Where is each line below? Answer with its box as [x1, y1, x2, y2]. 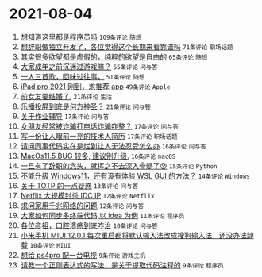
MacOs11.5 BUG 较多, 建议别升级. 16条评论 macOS [20, 151, 176, 160]
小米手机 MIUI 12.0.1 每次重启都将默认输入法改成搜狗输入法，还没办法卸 [20, 230, 255, 240]
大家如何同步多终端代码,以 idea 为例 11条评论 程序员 [20, 210, 185, 220]
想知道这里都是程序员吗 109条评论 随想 [20, 32, 142, 41]
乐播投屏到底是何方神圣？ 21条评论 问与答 [20, 101, 152, 111]
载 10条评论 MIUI [20, 240, 71, 250]
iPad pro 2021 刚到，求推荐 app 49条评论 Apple [20, 81, 171, 91]
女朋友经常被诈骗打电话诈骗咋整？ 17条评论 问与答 [20, 121, 179, 131]
